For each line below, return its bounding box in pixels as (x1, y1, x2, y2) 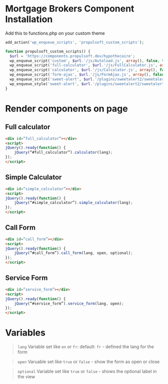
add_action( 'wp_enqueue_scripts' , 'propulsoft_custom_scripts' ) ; (5, 39, 144, 45)
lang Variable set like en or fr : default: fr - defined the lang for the (17, 343, 154, 350)
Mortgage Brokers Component (5, 3, 134, 14)
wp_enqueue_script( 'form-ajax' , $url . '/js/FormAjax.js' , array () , (9, 72, 151, 77)
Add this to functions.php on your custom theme (5, 30, 105, 36)
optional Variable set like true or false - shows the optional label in (17, 368, 157, 374)
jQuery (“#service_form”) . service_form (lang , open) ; (14, 301, 124, 306)
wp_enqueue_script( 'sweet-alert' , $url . (9, 77, 95, 82)
